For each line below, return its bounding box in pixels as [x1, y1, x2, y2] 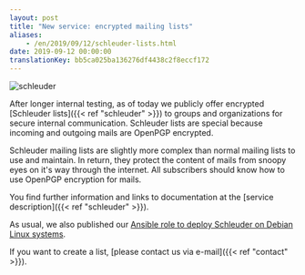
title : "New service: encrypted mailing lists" [9, 22, 194, 31]
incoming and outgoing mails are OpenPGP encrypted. [9, 127, 214, 137]
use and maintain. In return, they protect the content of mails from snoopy [9, 155, 287, 165]
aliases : [9, 30, 43, 39]
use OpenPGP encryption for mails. [9, 174, 142, 185]
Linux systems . [9, 229, 66, 239]
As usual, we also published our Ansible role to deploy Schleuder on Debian [9, 219, 293, 229]
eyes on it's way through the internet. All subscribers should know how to [9, 165, 285, 175]
